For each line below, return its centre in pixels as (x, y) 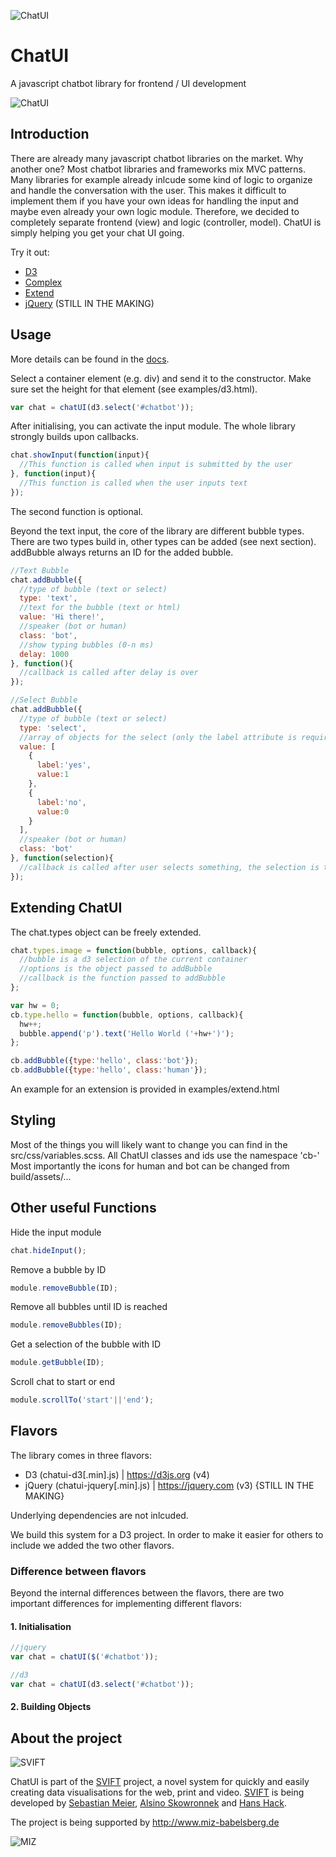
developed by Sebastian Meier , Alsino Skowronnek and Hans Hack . (148, 1803)
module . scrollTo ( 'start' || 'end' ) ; (82, 1400)
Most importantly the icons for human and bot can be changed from (150, 1166)
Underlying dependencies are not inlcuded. (99, 1515)
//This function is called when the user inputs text (133, 483)
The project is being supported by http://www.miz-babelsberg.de (145, 1822)
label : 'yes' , (64, 765)
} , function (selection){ (62, 858)
